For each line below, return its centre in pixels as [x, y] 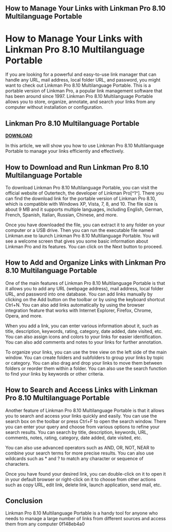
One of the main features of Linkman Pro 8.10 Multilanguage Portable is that [85, 283]
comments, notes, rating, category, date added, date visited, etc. [74, 438]
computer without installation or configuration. [54, 107]
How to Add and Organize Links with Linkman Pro [85, 263]
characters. [17, 464]
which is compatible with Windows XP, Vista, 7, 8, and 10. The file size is [82, 204]
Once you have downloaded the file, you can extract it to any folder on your [85, 225]
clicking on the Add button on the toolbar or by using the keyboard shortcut [85, 299]
